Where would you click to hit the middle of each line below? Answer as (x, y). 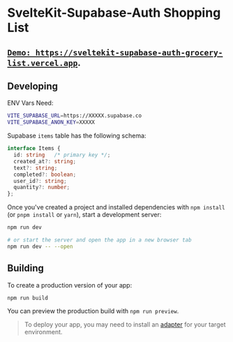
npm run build (28, 298)
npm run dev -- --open (40, 246)
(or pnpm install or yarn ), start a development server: (84, 215)
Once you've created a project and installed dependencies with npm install (116, 207)
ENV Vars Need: (30, 103)
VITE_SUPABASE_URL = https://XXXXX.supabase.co (74, 116)
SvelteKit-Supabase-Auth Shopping (114, 13)
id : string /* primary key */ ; (62, 155)
